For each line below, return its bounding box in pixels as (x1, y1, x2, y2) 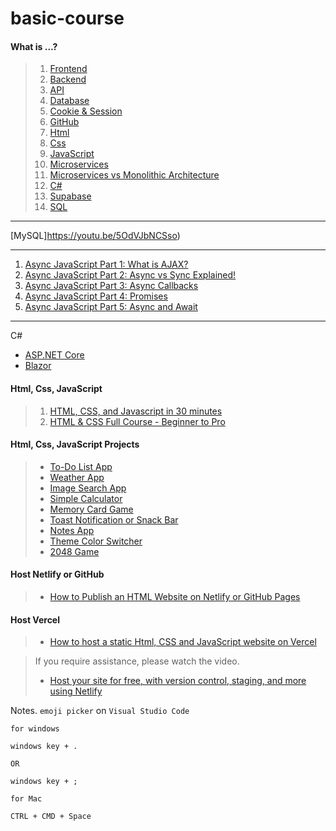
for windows (10, 724, 60, 734)
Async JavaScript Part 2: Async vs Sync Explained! (24, 269, 237, 281)
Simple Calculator (49, 492, 123, 504)
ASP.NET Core (24, 349, 85, 361)
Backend (49, 73, 87, 86)
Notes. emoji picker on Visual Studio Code (10, 705, 190, 717)
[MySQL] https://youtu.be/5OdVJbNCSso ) (10, 230, 181, 242)
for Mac (10, 794, 43, 804)
